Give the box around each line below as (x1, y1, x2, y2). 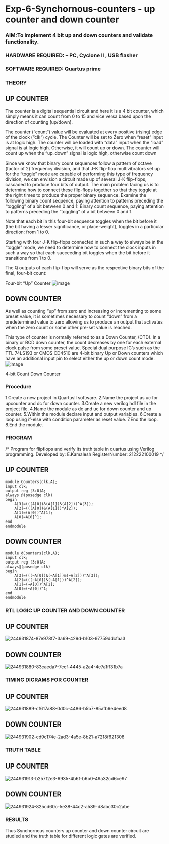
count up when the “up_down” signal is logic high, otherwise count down (5, 150, 157, 156)
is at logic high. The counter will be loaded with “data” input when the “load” (5, 139, 164, 145)
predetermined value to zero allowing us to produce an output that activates (5, 318, 163, 325)
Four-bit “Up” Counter (5, 279, 51, 286)
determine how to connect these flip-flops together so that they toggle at (5, 187, 157, 193)
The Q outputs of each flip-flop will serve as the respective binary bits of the (5, 264, 164, 271)
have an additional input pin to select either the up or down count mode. (5, 355, 155, 361)
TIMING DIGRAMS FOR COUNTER (5, 676, 89, 684)
